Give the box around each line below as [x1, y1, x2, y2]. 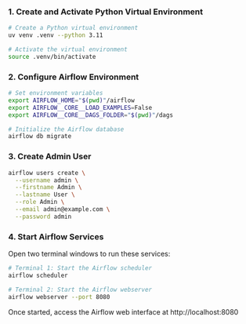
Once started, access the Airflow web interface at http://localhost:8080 [8, 307, 239, 316]
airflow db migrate [8, 133, 72, 140]
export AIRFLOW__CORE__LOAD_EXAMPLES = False [8, 104, 153, 111]
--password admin [15, 213, 72, 220]
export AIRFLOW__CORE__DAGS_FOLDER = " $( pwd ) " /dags [8, 111, 174, 119]
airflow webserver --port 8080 [8, 293, 110, 300]
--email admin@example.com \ [15, 206, 110, 213]
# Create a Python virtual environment [8, 24, 139, 32]
